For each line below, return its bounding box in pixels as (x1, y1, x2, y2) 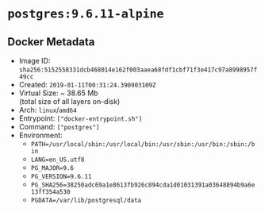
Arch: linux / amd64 (18, 106, 77, 114)
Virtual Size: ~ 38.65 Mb (18, 88, 98, 98)
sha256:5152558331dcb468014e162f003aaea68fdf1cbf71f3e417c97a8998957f (18, 66, 258, 74)
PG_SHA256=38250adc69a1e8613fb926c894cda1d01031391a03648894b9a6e (30, 181, 255, 189)
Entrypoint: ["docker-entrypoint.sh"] (18, 114, 143, 123)
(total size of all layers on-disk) (18, 97, 121, 106)
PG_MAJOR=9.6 (30, 164, 75, 172)
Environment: (18, 130, 63, 140)
